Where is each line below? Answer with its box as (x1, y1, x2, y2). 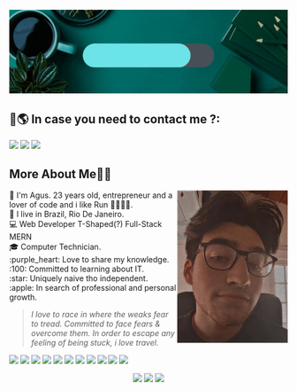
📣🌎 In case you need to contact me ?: (9, 112, 221, 127)
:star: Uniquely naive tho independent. (9, 273, 148, 284)
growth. (9, 292, 38, 302)
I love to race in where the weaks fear (30, 309, 169, 320)
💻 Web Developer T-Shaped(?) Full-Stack (9, 219, 163, 230)
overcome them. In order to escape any (30, 328, 175, 339)
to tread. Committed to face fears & (30, 318, 161, 329)
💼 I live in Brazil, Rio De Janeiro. (9, 209, 125, 220)
